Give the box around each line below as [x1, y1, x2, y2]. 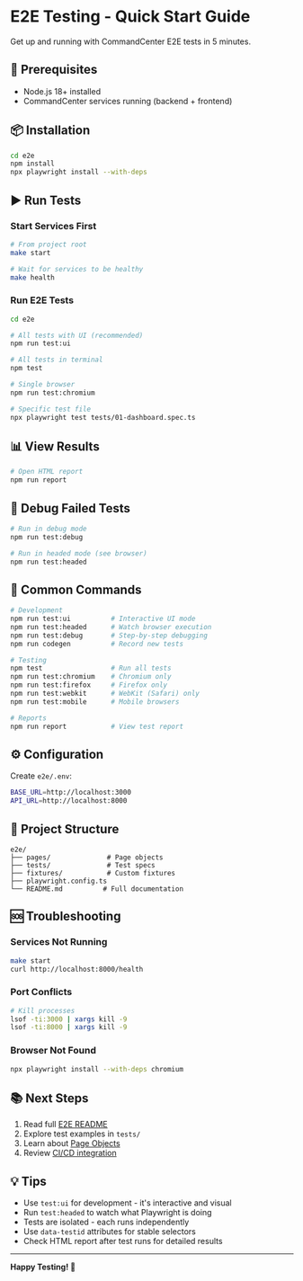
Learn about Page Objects [22, 1138, 120, 1149]
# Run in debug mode [10, 524, 88, 533]
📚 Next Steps [10, 1090, 89, 1106]
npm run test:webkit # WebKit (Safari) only [10, 689, 201, 698]
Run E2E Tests [10, 294, 75, 307]
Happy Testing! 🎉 [10, 1261, 76, 1273]
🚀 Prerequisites [10, 62, 98, 77]
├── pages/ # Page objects [10, 852, 165, 862]
